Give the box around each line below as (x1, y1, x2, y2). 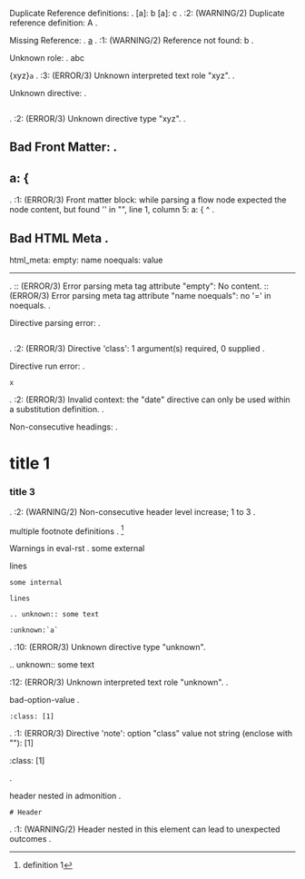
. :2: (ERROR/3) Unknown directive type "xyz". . (9, 114, 186, 123)
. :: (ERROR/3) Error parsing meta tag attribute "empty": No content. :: (9, 281, 270, 291)
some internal (9, 578, 64, 588)
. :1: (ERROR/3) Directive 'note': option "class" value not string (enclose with (9, 728, 293, 739)
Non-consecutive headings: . (9, 421, 118, 432)
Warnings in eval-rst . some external (9, 543, 145, 554)
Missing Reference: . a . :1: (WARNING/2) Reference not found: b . (9, 35, 254, 45)
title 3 (9, 486, 36, 499)
